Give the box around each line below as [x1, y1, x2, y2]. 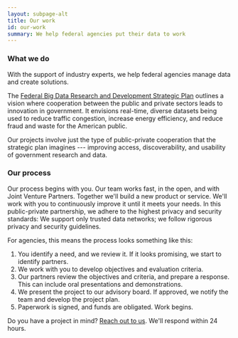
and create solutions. [7, 78, 69, 86]
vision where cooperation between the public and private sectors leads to [7, 99, 223, 107]
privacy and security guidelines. [7, 222, 102, 231]
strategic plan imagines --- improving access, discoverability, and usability [7, 143, 226, 152]
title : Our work [7, 17, 55, 24]
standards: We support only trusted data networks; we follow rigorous [7, 214, 212, 223]
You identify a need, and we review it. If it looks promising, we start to [17, 250, 222, 258]
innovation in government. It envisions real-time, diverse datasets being [7, 106, 217, 115]
